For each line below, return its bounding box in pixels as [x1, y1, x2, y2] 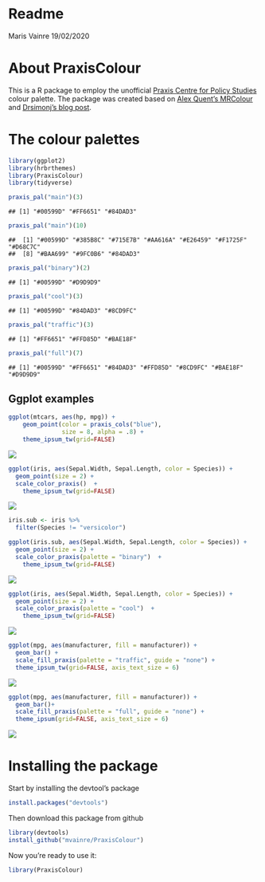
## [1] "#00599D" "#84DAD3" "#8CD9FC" [8, 306, 137, 315]
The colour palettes [8, 131, 141, 148]
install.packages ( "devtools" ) [8, 799, 109, 807]
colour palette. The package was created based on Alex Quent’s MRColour [8, 93, 253, 104]
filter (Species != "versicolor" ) [15, 524, 127, 532]
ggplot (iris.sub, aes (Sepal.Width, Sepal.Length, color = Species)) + [8, 538, 247, 546]
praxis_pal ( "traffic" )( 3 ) [8, 321, 94, 329]
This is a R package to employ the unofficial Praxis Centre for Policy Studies [8, 85, 257, 95]
